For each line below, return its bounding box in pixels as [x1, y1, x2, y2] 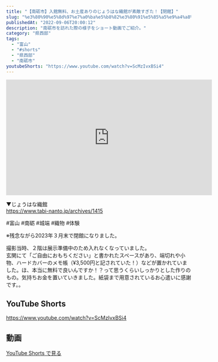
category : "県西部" [6, 31, 51, 36]
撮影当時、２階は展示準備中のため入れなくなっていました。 [6, 244, 150, 252]
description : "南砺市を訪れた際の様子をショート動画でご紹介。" [6, 25, 146, 31]
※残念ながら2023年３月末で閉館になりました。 [6, 232, 120, 239]
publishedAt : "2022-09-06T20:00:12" [6, 19, 96, 25]
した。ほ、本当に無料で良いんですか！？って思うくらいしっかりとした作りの [6, 267, 191, 274]
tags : [6, 36, 19, 42]
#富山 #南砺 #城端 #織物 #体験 [6, 220, 81, 227]
